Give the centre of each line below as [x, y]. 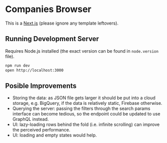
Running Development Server [52, 39]
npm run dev [17, 65]
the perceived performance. [41, 130]
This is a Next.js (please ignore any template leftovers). [62, 23]
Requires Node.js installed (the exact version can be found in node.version [82, 51]
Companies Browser [48, 9]
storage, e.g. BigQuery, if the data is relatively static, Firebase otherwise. [87, 103]
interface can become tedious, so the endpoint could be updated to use [86, 114]
